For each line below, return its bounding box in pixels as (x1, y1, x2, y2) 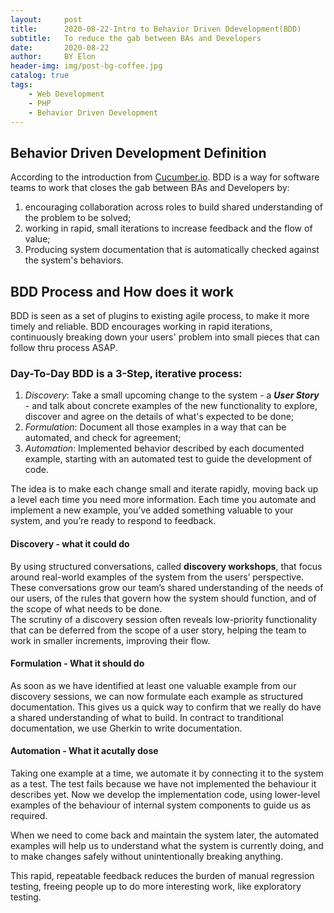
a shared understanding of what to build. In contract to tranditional (10, 711, 284, 723)
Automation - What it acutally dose (10, 745, 159, 757)
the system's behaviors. (24, 254, 124, 266)
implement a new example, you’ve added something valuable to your (10, 504, 294, 516)
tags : (10, 80, 33, 90)
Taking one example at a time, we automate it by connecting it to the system (10, 767, 324, 779)
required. (10, 809, 48, 821)
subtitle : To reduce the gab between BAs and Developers (10, 33, 262, 43)
